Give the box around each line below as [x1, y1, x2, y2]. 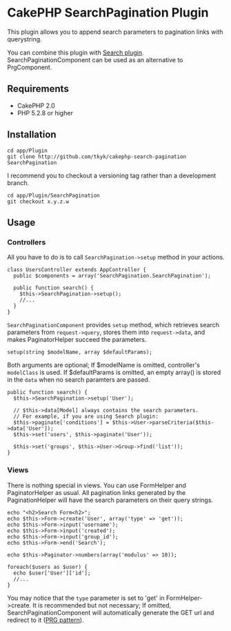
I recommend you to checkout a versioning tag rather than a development [7, 171, 217, 179]
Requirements [7, 83, 69, 95]
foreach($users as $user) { [7, 563, 88, 570]
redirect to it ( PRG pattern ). [7, 616, 84, 624]
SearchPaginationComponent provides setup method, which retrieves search [7, 321, 219, 329]
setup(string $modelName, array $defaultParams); [7, 349, 153, 356]
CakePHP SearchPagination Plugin [7, 5, 209, 21]
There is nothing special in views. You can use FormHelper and [7, 481, 186, 489]
